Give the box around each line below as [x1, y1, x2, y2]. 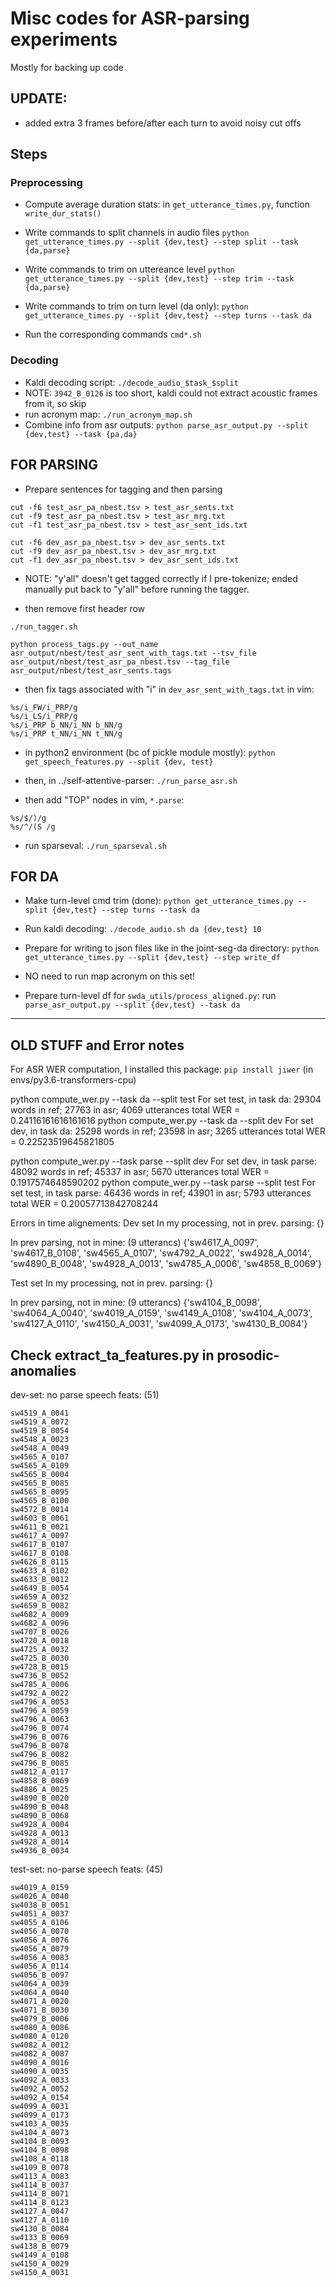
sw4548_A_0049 [10, 1443, 70, 1453]
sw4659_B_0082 [10, 1600, 70, 1611]
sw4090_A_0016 [10, 2057, 70, 2067]
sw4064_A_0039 [10, 1978, 70, 1989]
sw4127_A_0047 [10, 2206, 70, 2216]
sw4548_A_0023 [10, 1434, 70, 1444]
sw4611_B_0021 [10, 1522, 70, 1532]
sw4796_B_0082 [10, 1749, 70, 1759]
